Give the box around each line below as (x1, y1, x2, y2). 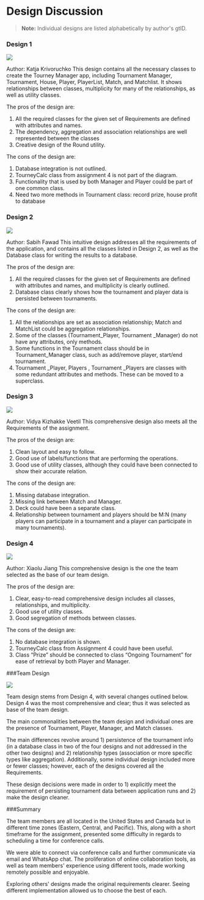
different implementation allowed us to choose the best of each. (6, 887, 167, 894)
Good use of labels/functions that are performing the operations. (15, 454, 178, 462)
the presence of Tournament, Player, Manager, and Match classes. (6, 725, 173, 732)
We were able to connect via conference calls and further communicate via (6, 849, 195, 856)
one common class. (15, 185, 65, 192)
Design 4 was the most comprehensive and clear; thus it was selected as (6, 700, 191, 707)
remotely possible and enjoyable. (6, 869, 90, 876)
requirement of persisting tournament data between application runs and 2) (6, 787, 197, 795)
